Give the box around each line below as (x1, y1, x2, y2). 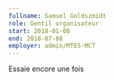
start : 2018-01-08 (8, 27, 70, 35)
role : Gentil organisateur (8, 19, 99, 27)
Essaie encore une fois (8, 64, 85, 74)
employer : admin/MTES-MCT (8, 42, 95, 50)
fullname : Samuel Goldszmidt (8, 11, 107, 20)
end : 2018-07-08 (8, 34, 63, 43)
